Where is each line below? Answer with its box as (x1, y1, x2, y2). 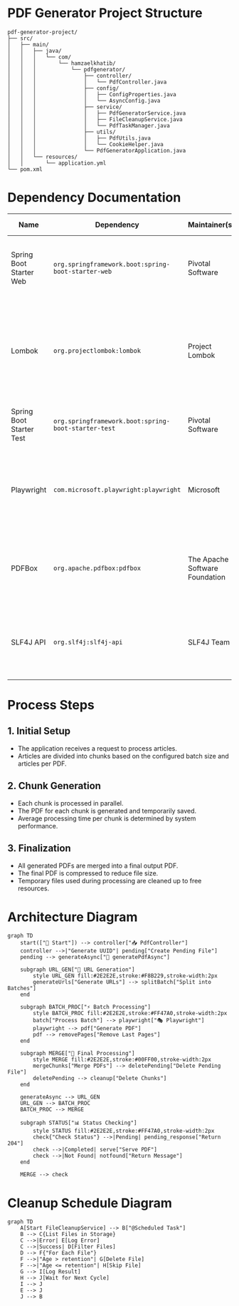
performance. (17, 821, 58, 830)
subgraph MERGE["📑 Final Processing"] (20, 1050, 135, 1057)
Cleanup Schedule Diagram (7, 1195, 173, 1211)
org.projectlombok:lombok (53, 346, 141, 354)
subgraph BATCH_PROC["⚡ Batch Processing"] (20, 1004, 152, 1011)
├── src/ (7, 34, 33, 42)
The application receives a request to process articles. (17, 744, 178, 753)
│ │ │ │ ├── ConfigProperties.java (7, 91, 176, 98)
